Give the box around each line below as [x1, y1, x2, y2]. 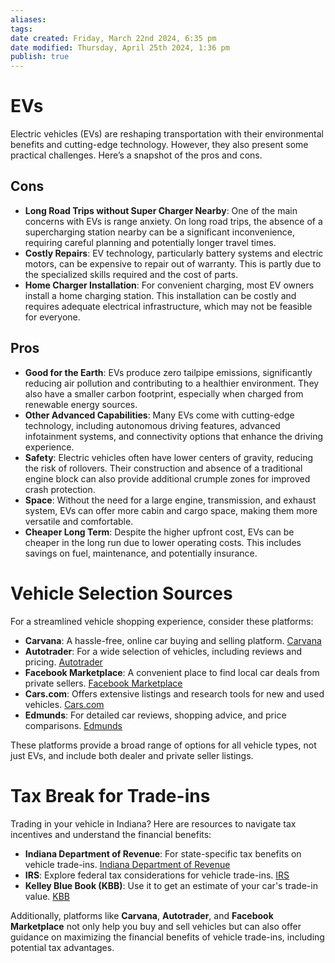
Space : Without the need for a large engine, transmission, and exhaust [24, 494, 317, 506]
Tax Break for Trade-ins [10, 784, 211, 807]
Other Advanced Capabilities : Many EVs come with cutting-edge [24, 409, 295, 421]
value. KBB [24, 890, 70, 902]
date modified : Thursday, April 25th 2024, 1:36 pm [10, 42, 230, 53]
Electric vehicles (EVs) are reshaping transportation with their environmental [10, 128, 325, 140]
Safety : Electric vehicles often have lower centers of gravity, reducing [24, 451, 314, 463]
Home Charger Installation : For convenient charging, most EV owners [24, 279, 315, 291]
